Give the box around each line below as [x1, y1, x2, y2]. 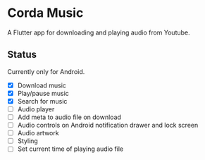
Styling [17, 137, 39, 145]
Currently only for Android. [7, 67, 85, 75]
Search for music [17, 97, 68, 105]
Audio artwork [17, 129, 59, 137]
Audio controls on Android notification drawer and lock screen [17, 121, 199, 130]
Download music [17, 81, 67, 90]
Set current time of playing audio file [17, 144, 124, 153]
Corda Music [7, 5, 84, 21]
